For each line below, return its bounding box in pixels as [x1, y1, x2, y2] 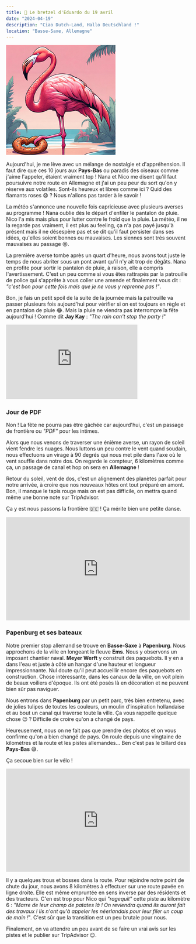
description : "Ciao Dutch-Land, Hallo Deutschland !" [6, 22, 140, 28]
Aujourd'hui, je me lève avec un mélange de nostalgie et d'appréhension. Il [6, 161, 185, 168]
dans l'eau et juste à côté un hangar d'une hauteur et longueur [6, 661, 156, 668]
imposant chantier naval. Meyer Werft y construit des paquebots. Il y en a [6, 654, 184, 661]
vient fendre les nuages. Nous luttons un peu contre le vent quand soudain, [6, 445, 187, 452]
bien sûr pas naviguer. [6, 685, 60, 692]
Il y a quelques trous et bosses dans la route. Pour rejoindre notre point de [6, 876, 184, 884]
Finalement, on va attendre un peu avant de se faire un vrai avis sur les [6, 925, 176, 932]
